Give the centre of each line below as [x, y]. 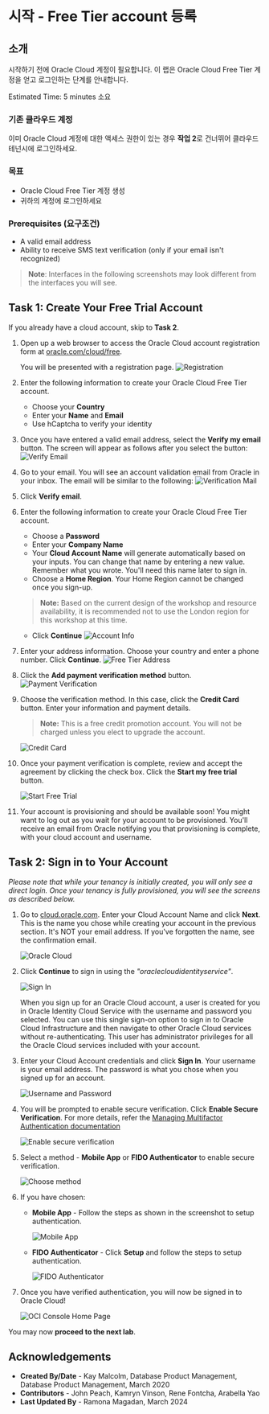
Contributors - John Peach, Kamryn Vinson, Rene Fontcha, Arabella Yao [140, 1393]
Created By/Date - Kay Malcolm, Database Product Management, [128, 1376]
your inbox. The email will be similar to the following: [107, 480]
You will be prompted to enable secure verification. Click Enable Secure [139, 1109]
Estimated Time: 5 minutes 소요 [59, 97]
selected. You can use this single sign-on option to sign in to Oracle [132, 1019]
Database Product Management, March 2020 [95, 1385]
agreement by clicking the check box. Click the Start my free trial [128, 771]
